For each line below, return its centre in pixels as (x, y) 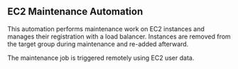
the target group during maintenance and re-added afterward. (98, 44)
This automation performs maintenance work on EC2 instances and (106, 28)
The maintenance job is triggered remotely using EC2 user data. (101, 58)
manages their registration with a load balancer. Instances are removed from (119, 36)
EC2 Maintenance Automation (75, 12)
